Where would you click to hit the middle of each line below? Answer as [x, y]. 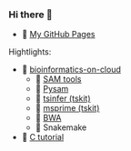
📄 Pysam [52, 89]
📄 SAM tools [58, 79]
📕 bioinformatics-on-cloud [71, 70]
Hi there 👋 [31, 15]
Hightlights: [30, 52]
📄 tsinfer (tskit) [63, 98]
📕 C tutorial [43, 137]
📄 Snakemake [61, 127]
